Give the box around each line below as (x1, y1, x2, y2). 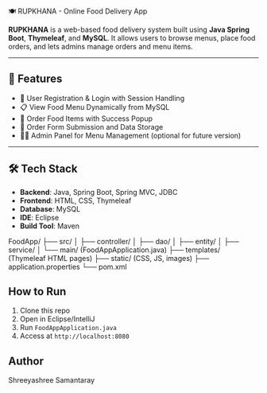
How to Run (8, 285, 67, 298)
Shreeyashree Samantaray (8, 375, 95, 385)
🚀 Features (8, 72, 63, 86)
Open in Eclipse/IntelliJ (19, 314, 95, 324)
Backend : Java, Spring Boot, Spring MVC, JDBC (19, 187, 178, 196)
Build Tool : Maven (19, 221, 80, 231)
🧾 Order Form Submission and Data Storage (19, 122, 164, 131)
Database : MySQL (19, 204, 81, 213)
